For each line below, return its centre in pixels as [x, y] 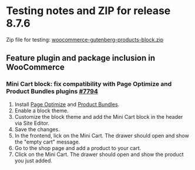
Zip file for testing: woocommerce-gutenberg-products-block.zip [85, 39]
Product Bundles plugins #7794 [52, 91]
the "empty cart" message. [47, 142]
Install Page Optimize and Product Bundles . [67, 104]
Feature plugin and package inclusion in [81, 58]
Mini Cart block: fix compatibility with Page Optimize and [89, 84]
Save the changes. [37, 129]
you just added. [33, 161]
